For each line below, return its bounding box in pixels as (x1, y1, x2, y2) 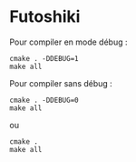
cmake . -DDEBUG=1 (9, 54, 79, 63)
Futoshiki (9, 6, 81, 27)
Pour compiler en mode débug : (9, 36, 128, 47)
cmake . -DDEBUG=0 (9, 96, 79, 105)
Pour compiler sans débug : (9, 77, 113, 88)
